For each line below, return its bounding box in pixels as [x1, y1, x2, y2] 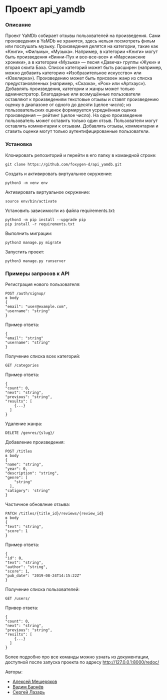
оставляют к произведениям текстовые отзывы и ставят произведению [5, 96, 159, 102]
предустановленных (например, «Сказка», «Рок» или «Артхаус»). [5, 80, 146, 86]
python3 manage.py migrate [5, 240, 61, 245]
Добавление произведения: [5, 439, 65, 445]
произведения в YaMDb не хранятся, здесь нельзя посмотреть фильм [5, 38, 155, 44]
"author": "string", [5, 564, 48, 569]
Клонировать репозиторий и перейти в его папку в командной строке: [5, 152, 156, 158]
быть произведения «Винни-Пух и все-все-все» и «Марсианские [5, 54, 146, 60]
